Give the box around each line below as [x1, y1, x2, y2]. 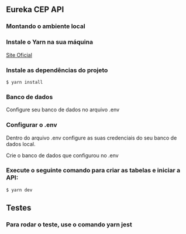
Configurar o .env [6, 121, 57, 129]
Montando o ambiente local [6, 22, 86, 30]
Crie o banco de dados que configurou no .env [6, 152, 119, 159]
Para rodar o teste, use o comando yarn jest [6, 221, 133, 229]
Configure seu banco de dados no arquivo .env [6, 106, 120, 113]
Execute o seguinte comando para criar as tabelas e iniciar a [6, 167, 180, 175]
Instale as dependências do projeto [6, 66, 108, 74]
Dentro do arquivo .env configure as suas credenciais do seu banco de [6, 134, 177, 141]
